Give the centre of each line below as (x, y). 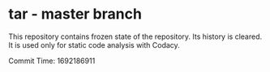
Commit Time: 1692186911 (52, 61)
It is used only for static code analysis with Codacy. (94, 44)
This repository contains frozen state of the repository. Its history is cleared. (135, 36)
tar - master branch (75, 14)
